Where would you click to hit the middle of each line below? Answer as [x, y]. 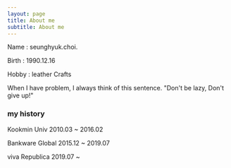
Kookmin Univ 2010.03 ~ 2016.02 [55, 129]
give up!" [20, 95]
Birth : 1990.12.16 [31, 61]
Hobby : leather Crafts [39, 74]
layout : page [26, 14]
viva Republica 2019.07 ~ [44, 157]
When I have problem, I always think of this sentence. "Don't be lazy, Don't [115, 88]
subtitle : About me [36, 27]
